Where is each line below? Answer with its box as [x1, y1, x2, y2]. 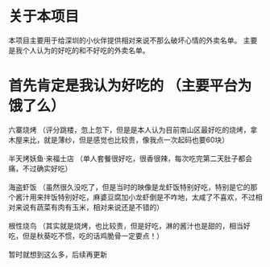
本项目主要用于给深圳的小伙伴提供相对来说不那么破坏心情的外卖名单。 [8, 35, 242, 45]
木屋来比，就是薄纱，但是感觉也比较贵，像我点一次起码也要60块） [8, 134, 230, 145]
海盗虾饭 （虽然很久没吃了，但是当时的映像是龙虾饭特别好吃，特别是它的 [8, 182, 251, 191]
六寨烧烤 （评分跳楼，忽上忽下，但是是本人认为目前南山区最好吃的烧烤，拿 [8, 125, 258, 134]
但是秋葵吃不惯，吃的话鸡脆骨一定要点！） [22, 231, 164, 240]
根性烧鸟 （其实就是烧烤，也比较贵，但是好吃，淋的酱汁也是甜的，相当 [8, 220, 243, 230]
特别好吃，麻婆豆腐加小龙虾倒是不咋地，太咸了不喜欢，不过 [57, 192, 255, 202]
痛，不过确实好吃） [8, 163, 73, 173]
